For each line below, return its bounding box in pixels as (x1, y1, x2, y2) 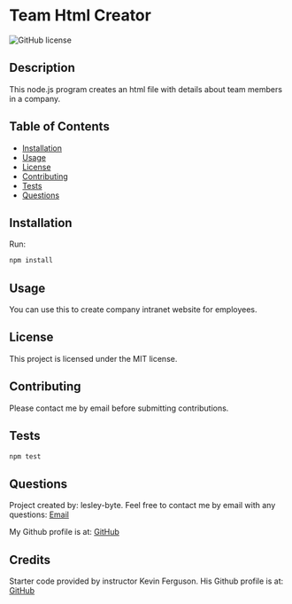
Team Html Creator (9, 5, 152, 26)
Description (9, 60, 75, 75)
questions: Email (9, 509, 69, 520)
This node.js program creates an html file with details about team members (9, 83, 283, 94)
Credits (9, 552, 51, 568)
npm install (9, 256, 53, 265)
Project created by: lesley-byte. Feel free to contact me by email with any (9, 500, 276, 511)
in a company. (9, 93, 60, 104)
